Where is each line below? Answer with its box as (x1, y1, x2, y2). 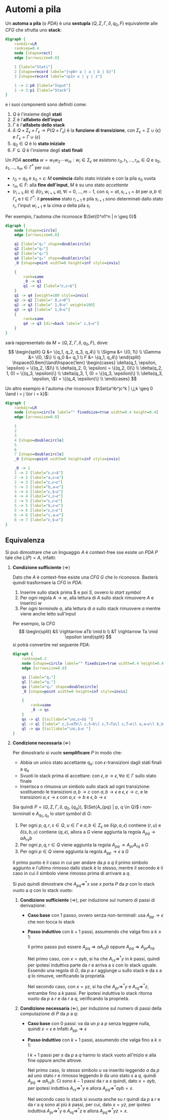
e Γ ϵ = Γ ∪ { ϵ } (12, 134, 41, 141)
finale (20, 778, 32, 784)
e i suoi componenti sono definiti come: (5, 101, 87, 108)
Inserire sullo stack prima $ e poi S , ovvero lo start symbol (20, 589, 141, 595)
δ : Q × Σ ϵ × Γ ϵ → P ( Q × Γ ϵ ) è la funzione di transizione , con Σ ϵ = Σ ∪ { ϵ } (12, 127, 161, 135)
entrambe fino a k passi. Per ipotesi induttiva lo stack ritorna (27, 990, 152, 996)
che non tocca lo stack (27, 919, 75, 925)
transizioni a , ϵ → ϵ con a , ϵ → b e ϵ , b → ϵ (20, 794, 107, 800)
